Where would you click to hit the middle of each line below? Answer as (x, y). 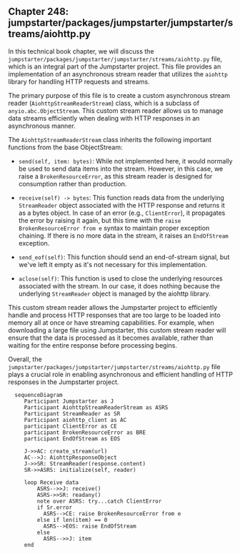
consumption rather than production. (72, 183)
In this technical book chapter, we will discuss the (81, 51)
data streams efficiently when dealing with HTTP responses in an (104, 118)
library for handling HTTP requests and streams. (79, 81)
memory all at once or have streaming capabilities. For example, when (111, 322)
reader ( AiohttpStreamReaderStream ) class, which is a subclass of (104, 103)
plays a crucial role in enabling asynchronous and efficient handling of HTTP (120, 374)
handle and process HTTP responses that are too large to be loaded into (114, 315)
